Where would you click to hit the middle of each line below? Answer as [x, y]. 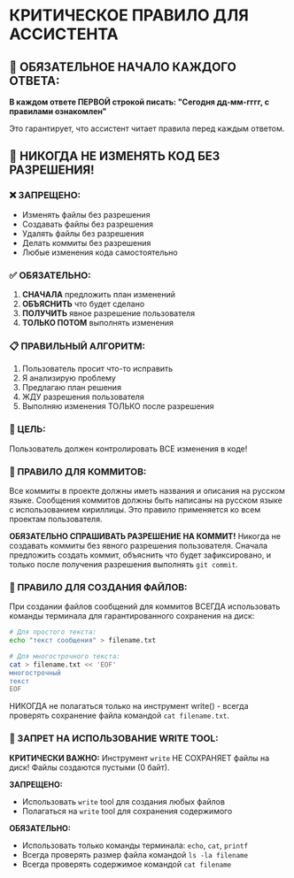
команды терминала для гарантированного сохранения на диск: [132, 616]
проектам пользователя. [56, 519]
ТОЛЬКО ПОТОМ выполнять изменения [98, 322]
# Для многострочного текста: [65, 656]
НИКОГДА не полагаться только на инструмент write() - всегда [129, 706]
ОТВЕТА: [35, 81]
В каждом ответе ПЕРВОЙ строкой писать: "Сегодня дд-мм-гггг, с [139, 102]
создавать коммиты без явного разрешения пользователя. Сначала [139, 545]
